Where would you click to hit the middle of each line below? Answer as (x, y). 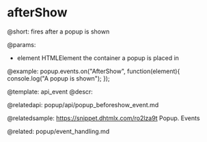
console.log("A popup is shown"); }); (59, 78)
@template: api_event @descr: (50, 91)
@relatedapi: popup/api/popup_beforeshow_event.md (83, 104)
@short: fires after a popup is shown (58, 31)
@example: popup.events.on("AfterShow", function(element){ (94, 71)
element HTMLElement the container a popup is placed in (98, 58)
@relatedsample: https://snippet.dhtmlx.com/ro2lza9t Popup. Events (104, 118)
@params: (22, 44)
